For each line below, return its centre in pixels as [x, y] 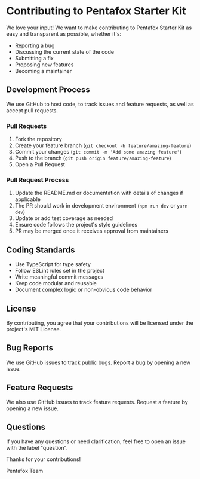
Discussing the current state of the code [64, 51]
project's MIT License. [34, 329]
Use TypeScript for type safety [53, 264]
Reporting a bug [35, 45]
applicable [27, 199]
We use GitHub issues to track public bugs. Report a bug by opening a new [99, 362]
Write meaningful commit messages [59, 277]
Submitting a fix [34, 58]
